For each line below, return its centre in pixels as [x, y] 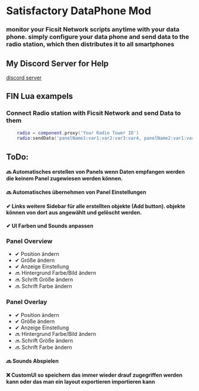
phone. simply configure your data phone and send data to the [98, 37]
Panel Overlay [27, 302]
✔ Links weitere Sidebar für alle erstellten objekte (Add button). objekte [96, 206]
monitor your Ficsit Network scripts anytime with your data [93, 30]
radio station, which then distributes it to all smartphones [90, 44]
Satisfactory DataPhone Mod [79, 11]
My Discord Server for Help [57, 63]
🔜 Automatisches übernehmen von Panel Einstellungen [76, 192]
